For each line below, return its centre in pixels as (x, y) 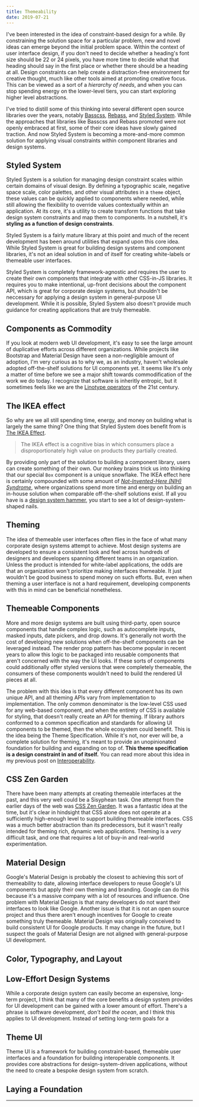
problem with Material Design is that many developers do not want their (93, 902)
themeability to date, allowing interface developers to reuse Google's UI (94, 884)
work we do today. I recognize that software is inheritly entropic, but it (92, 381)
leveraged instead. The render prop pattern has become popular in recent (96, 648)
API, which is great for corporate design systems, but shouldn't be (87, 291)
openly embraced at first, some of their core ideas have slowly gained (92, 128)
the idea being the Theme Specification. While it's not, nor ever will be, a (95, 735)
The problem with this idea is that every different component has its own (94, 691)
